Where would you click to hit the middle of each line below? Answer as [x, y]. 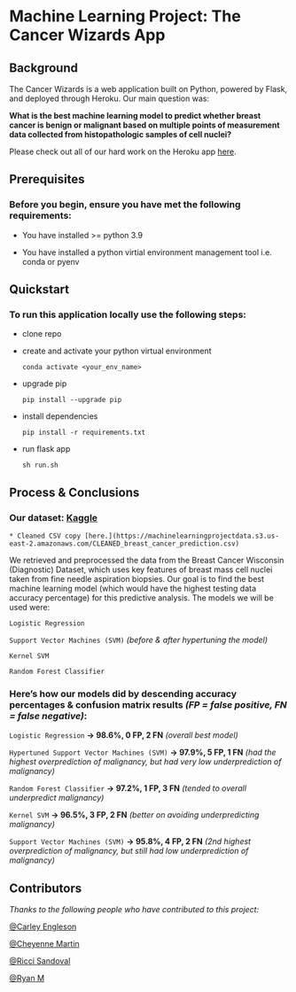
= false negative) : [48, 716]
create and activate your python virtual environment [117, 351]
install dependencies [60, 416]
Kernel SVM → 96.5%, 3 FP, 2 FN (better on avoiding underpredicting [134, 815]
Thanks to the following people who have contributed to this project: [134, 910]
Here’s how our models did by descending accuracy [123, 694]
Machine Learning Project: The [125, 16]
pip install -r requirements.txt [84, 433]
